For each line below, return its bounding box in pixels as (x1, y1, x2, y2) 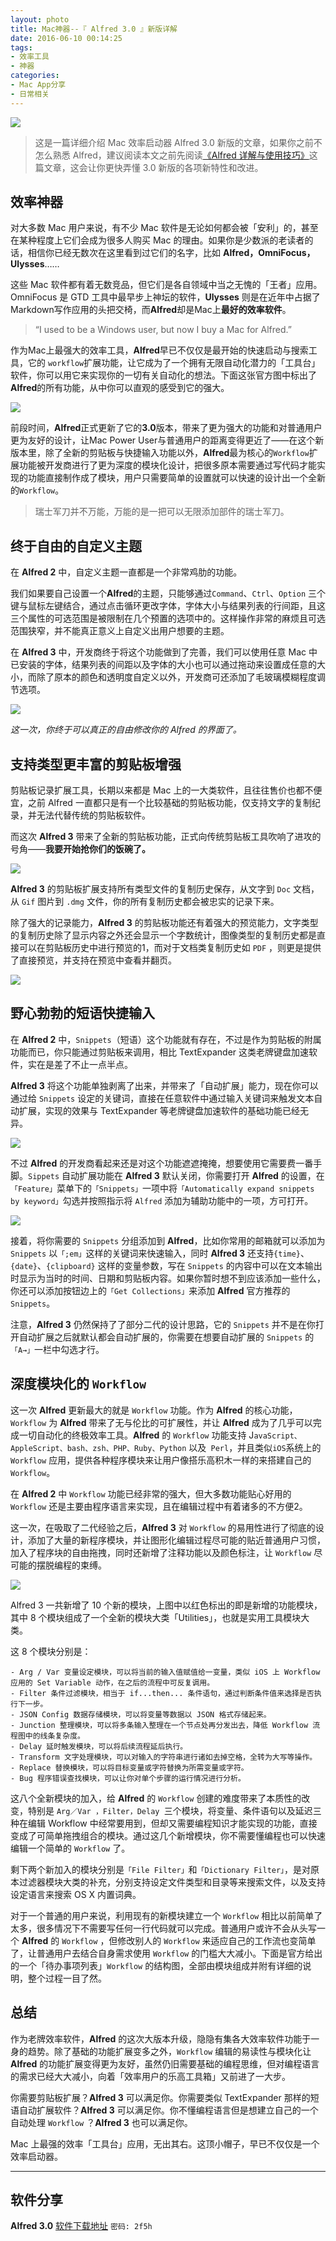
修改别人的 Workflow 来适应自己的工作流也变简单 (117, 1934, 317, 1946)
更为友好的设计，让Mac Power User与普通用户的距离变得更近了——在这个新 (10, 434, 325, 446)
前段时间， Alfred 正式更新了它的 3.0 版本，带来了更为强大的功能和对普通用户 (10, 422, 323, 434)
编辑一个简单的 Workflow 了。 (10, 1842, 131, 1854)
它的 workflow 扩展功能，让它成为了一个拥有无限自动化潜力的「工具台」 (27, 357, 321, 369)
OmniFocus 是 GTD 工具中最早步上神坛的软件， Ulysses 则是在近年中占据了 (10, 291, 321, 303)
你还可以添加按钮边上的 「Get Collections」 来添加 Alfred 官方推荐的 (10, 1284, 291, 1296)
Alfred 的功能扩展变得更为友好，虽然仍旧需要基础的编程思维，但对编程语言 (10, 2057, 320, 2070)
